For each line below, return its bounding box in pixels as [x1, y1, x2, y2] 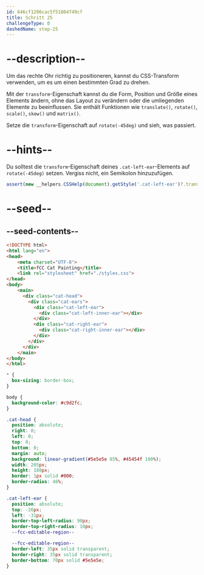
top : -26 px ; [12, 506, 42, 513]
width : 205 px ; [12, 462, 47, 468]
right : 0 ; [12, 428, 36, 434]
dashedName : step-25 [6, 26, 59, 32]
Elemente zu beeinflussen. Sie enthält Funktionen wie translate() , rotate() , [6, 103, 198, 111]
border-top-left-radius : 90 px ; [12, 518, 91, 524]
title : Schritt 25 [6, 15, 53, 21]
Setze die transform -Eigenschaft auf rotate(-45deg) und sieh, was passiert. [6, 122, 196, 129]
